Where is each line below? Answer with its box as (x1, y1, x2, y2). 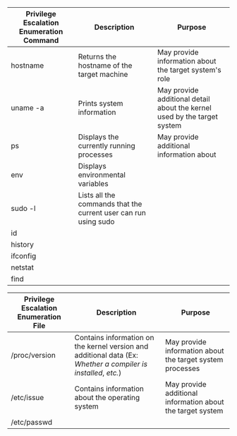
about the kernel (157, 103, 212, 112)
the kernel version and (74, 341, 149, 351)
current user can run (78, 208, 146, 217)
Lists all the (78, 190, 116, 200)
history (11, 240, 34, 249)
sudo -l (11, 204, 36, 213)
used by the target (157, 112, 219, 121)
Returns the (78, 52, 117, 61)
